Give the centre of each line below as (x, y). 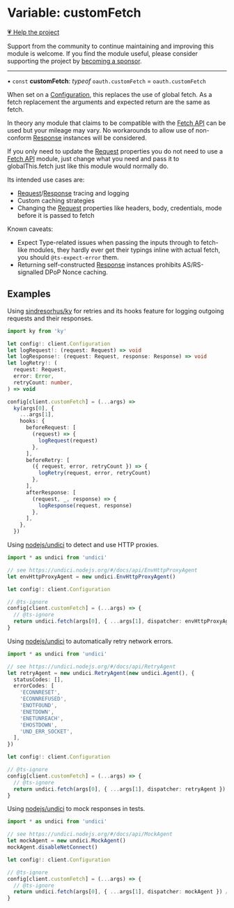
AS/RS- (193, 265)
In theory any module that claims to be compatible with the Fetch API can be (117, 123)
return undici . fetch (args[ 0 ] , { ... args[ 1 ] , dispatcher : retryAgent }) (120, 789)
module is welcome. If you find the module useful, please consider (103, 53)
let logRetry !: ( (32, 363)
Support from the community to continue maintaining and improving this (111, 46)
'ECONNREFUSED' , (44, 699)
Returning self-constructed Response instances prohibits (99, 265)
